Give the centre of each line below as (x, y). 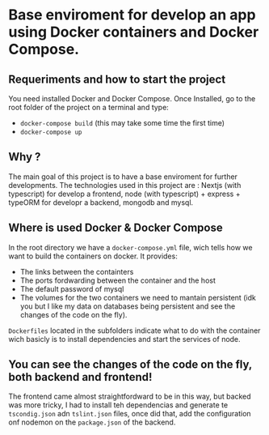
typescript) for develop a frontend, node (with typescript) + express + (124, 194)
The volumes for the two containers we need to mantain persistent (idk (138, 297)
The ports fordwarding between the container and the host (118, 280)
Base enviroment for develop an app (132, 15)
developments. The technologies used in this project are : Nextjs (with (125, 185)
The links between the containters (77, 271)
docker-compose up (51, 132)
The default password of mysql (72, 288)
